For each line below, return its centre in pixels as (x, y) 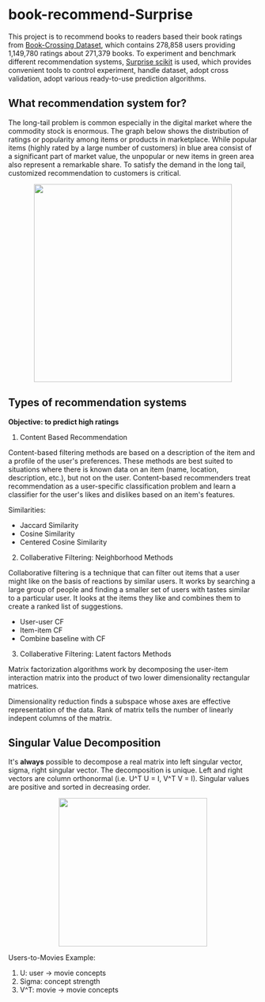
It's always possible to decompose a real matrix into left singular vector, (125, 762)
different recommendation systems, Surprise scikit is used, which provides (130, 62)
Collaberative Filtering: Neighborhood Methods (97, 557)
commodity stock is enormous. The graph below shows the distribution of (129, 131)
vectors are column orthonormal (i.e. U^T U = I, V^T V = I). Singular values (129, 779)
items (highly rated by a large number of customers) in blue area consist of (130, 147)
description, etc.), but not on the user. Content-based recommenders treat (129, 477)
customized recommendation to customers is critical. (95, 173)
